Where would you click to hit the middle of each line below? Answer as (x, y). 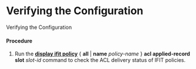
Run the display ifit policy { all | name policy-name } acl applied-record (102, 54)
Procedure (19, 41)
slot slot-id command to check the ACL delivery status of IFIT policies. (100, 60)
